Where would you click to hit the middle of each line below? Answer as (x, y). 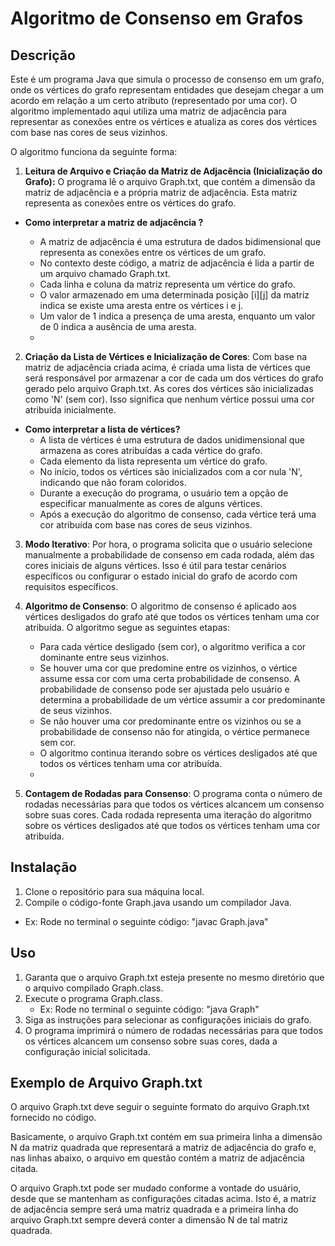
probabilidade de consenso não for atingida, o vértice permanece (174, 731)
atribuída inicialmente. (70, 410)
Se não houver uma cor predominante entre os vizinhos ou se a (170, 721)
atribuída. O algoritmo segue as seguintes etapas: (127, 627)
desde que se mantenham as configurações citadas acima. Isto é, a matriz (163, 1199)
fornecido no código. (53, 1118)
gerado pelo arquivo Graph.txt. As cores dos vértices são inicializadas (169, 388)
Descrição (43, 55)
